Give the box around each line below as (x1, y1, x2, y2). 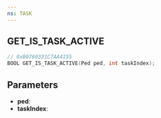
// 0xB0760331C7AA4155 (7, 54, 72, 60)
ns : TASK (7, 10, 32, 17)
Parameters (7, 79, 58, 91)
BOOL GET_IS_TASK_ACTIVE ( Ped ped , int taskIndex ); (7, 60, 155, 67)
